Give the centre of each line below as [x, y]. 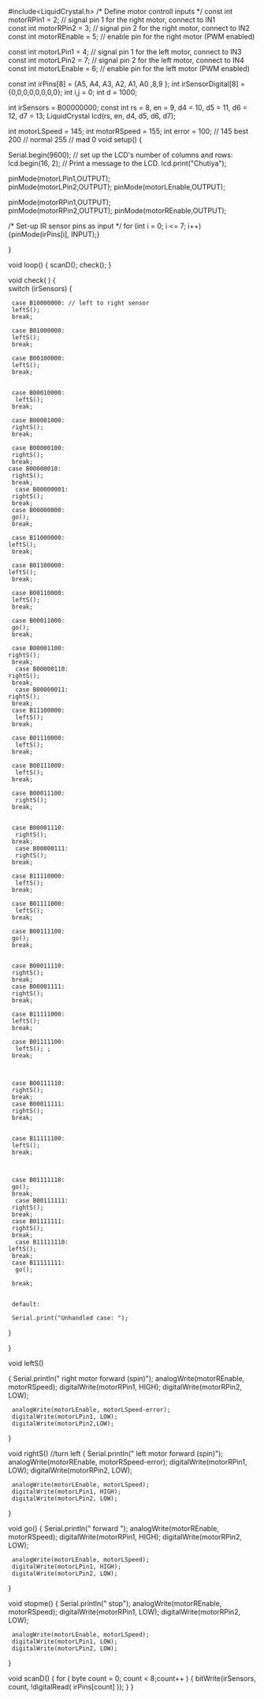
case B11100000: [38, 710]
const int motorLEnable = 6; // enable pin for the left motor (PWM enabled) [129, 69]
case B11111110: [42, 1242]
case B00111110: [38, 1083]
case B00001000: [38, 421]
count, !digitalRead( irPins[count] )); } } [71, 1687]
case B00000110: [42, 669]
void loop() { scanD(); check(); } [60, 265]
